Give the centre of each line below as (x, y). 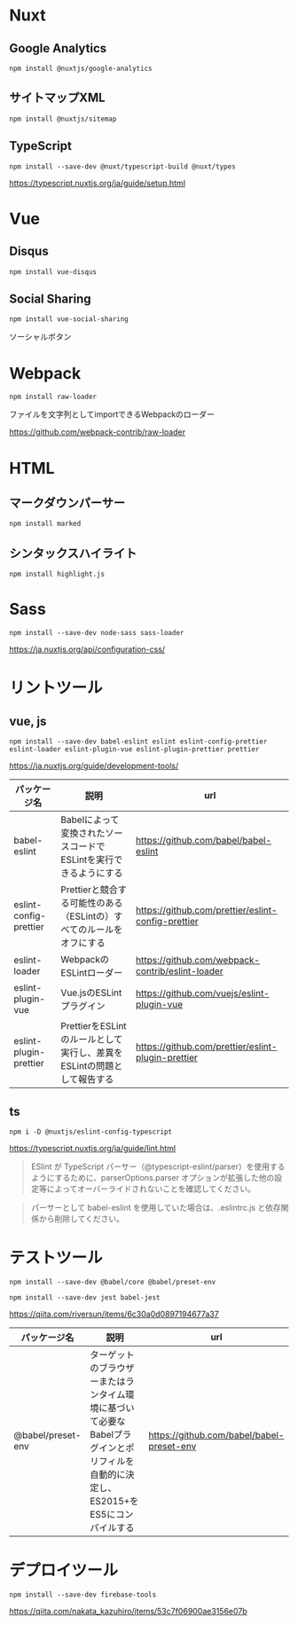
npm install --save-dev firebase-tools (83, 1594)
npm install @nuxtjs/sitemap (63, 119)
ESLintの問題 (87, 1066)
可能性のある (96, 903)
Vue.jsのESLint (91, 993)
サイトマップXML (57, 98)
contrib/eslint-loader (180, 971)
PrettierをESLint (94, 1026)
